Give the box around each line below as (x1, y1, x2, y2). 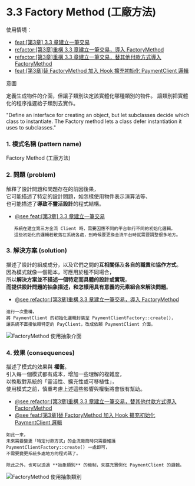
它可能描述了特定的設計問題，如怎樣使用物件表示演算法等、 (6, 193, 151, 200)
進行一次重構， (6, 309, 37, 315)
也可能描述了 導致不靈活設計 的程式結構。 (6, 200, 104, 207)
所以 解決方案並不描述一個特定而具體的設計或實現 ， (6, 276, 130, 283)
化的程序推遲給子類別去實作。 (6, 99, 78, 106)
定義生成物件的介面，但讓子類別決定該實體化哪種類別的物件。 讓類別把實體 (6, 92, 189, 99)
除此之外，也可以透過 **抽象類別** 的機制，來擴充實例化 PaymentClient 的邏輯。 (6, 462, 184, 468)
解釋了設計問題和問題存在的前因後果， (6, 185, 99, 192)
